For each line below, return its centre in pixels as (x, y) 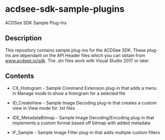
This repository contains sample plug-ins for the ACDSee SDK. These (76, 50)
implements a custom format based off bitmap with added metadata (81, 123)
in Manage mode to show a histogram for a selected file (69, 93)
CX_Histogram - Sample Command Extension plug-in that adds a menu (84, 88)
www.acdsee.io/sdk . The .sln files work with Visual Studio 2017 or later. (78, 61)
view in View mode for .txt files (44, 108)
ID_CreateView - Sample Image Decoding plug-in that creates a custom (84, 103)
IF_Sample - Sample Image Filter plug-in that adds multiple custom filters (86, 132)
